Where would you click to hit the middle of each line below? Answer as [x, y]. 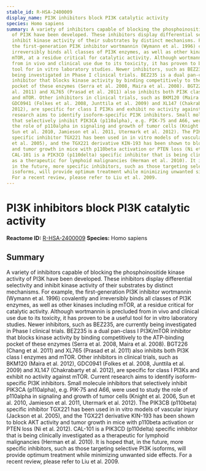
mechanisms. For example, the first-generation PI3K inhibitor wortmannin [99, 292]
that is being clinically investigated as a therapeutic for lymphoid [88, 435]
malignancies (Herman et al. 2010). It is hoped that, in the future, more [95, 442]
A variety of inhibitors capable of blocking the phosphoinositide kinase [96, 272]
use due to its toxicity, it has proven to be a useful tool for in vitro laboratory [102, 317]
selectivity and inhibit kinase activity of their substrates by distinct [90, 285]
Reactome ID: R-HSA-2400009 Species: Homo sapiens [77, 238]
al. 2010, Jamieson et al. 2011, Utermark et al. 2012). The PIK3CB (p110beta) [102, 402]
